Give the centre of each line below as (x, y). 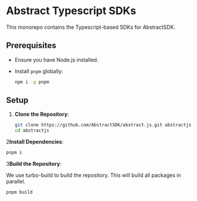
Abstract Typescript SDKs (71, 11)
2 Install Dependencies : (35, 142)
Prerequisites (31, 46)
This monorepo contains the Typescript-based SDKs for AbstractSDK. (91, 27)
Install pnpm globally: (39, 71)
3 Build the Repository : (34, 164)
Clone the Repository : (42, 114)
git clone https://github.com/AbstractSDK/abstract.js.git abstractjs (103, 125)
